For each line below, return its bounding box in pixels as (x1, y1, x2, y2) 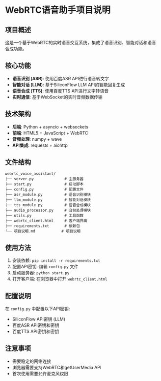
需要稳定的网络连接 (12, 358, 52, 364)
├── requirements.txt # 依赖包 (5, 223, 80, 229)
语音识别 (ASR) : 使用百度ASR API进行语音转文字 (12, 75, 109, 81)
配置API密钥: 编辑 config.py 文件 (12, 264, 79, 270)
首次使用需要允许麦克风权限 (12, 370, 69, 377)
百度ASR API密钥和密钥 (12, 322, 59, 328)
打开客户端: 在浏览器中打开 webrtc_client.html (12, 276, 107, 282)
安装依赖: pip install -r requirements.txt (12, 257, 101, 263)
